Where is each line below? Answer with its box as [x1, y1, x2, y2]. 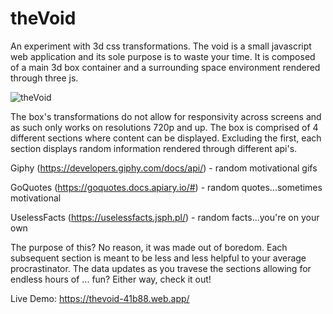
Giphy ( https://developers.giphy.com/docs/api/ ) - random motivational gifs [10, 162, 318, 174]
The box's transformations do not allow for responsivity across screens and [10, 110, 322, 122]
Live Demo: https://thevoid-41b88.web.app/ [10, 292, 190, 304]
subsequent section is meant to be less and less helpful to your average [10, 252, 307, 264]
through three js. [10, 72, 79, 84]
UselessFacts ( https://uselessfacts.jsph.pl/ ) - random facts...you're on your [10, 211, 320, 223]
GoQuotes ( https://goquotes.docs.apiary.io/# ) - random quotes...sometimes [10, 181, 323, 193]
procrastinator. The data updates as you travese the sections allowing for [10, 262, 312, 274]
